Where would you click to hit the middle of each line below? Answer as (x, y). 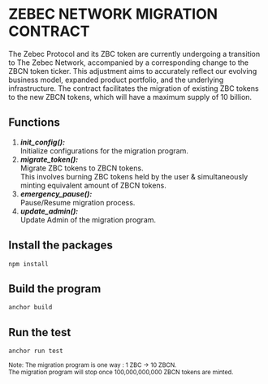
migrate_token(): (49, 159)
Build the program (55, 289)
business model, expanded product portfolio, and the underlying (116, 80)
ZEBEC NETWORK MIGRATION (113, 14)
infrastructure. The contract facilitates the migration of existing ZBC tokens (134, 88)
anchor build (30, 308)
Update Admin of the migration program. (88, 219)
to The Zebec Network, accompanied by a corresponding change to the (129, 63)
